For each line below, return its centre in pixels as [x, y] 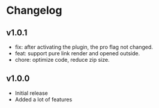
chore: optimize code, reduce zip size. [62, 60]
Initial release [31, 93]
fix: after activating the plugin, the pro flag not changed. [84, 47]
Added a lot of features [43, 99]
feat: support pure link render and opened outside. [77, 53]
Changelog [34, 10]
